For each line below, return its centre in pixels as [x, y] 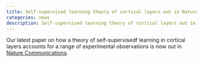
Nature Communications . [37, 53]
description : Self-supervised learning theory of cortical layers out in [101, 23]
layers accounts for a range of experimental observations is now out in [94, 46]
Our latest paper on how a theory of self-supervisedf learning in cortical [96, 40]
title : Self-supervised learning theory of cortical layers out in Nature [102, 12]
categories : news [28, 17]
